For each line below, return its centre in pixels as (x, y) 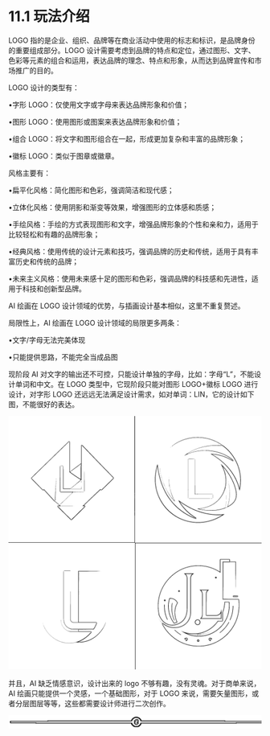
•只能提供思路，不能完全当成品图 (63, 357)
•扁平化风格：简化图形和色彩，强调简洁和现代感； (91, 190)
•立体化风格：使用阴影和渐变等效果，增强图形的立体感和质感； (112, 207)
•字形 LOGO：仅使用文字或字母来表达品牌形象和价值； (99, 105)
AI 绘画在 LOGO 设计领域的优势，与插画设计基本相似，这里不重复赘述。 (127, 306)
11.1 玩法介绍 (49, 16)
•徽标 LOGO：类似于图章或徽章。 (63, 156)
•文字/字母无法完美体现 (47, 339)
